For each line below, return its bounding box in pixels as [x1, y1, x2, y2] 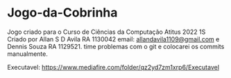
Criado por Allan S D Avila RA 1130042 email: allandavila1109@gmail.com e [7, 35, 220, 43]
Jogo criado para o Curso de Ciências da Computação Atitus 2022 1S [7, 28, 206, 36]
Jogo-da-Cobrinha [7, 5, 118, 21]
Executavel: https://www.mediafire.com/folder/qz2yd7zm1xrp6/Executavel [7, 63, 220, 71]
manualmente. [7, 50, 49, 58]
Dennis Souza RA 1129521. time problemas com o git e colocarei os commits [7, 42, 225, 50]
